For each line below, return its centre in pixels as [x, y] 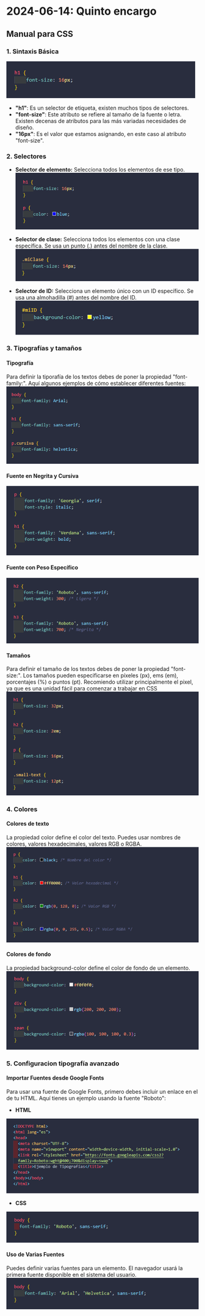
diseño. [25, 127]
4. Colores [22, 809]
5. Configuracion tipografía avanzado [63, 1063]
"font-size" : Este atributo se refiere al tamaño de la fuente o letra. [98, 114]
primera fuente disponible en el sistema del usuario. [72, 1274]
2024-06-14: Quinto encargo [81, 11]
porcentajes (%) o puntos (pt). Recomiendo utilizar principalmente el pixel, [100, 682]
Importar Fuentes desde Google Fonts [55, 1078]
